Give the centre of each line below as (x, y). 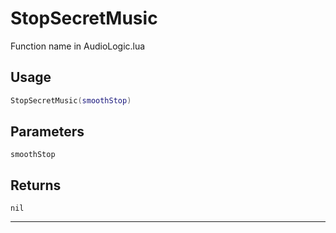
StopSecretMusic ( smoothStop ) (71, 100)
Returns (36, 185)
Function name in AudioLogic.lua (78, 46)
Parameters (47, 132)
